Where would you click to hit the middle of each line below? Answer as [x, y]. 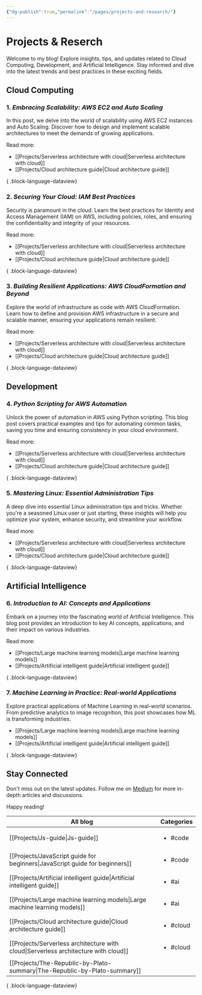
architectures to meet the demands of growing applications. [80, 133]
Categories [176, 821]
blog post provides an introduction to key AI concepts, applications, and [95, 623]
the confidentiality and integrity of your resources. [69, 223]
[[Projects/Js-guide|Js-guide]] [54, 838]
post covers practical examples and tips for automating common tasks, [94, 424]
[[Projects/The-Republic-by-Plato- [60, 963]
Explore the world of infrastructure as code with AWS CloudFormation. [93, 307]
